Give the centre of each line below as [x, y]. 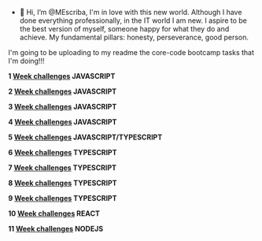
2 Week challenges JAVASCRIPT [63, 91]
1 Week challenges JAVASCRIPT [62, 76]
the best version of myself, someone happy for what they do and [124, 29]
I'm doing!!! [26, 61]
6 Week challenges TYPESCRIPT [63, 152]
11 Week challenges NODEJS [56, 229]
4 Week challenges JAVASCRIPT [63, 122]
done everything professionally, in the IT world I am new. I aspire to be [133, 20]
